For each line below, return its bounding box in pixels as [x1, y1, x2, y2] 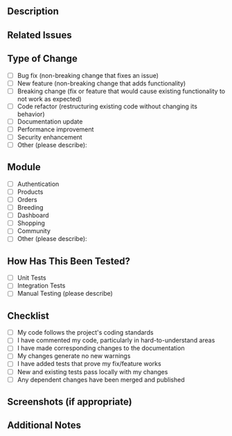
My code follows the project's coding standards [17, 328, 154, 337]
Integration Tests [17, 281, 66, 290]
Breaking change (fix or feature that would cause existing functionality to [17, 87, 226, 95]
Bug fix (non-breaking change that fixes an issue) [17, 71, 159, 79]
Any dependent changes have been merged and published [17, 375, 185, 384]
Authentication [17, 180, 60, 188]
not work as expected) [17, 94, 82, 103]
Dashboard [17, 211, 49, 219]
